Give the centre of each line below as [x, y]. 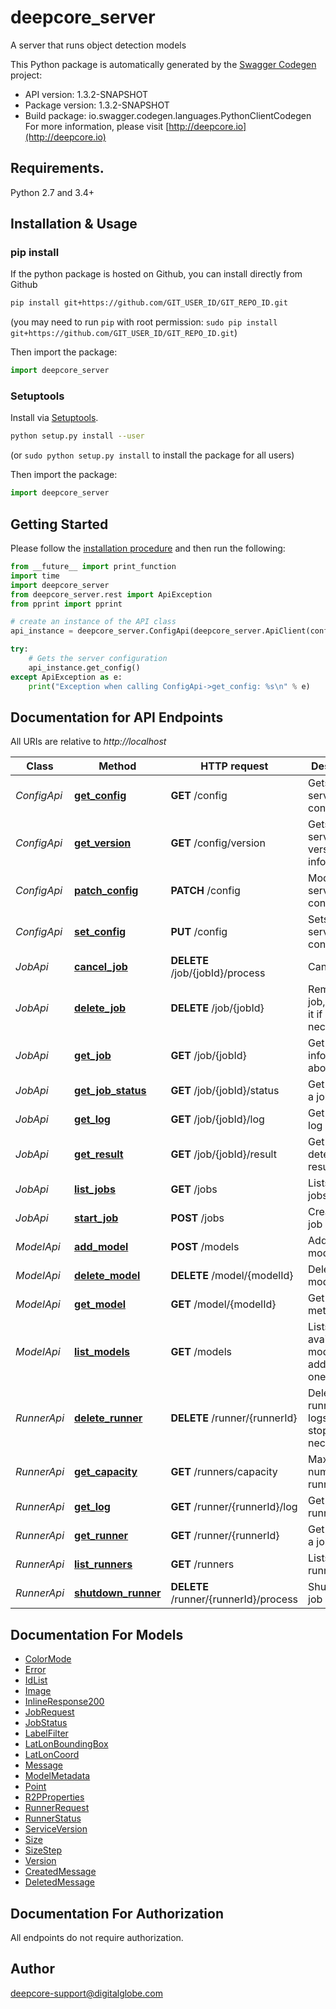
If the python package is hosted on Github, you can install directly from [156, 274]
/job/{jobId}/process [218, 973]
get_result [99, 1154]
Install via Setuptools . [54, 418]
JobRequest [49, 1712]
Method [117, 766]
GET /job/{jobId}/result [223, 1154]
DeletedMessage [59, 1882]
